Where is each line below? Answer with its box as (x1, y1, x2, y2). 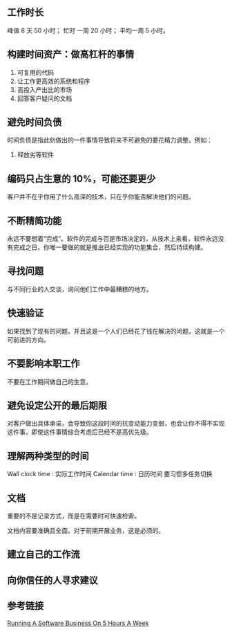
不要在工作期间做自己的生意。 (7, 377, 92, 386)
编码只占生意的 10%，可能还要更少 (7, 172, 156, 185)
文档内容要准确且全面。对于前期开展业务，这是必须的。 (7, 526, 164, 534)
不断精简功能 (7, 215, 62, 226)
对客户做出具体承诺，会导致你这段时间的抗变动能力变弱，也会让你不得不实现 (7, 419, 225, 428)
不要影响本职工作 (7, 358, 80, 370)
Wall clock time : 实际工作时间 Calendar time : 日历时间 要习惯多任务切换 (7, 470, 213, 478)
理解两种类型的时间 (7, 450, 89, 462)
